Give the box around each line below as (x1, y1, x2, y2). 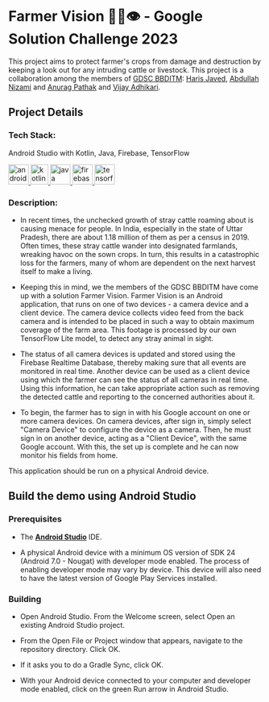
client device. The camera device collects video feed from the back (19, 308, 244, 318)
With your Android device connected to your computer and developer (19, 675, 251, 685)
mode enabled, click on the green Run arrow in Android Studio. (19, 683, 230, 694)
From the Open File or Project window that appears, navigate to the (19, 635, 243, 646)
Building (8, 593, 42, 604)
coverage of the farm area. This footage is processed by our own (19, 325, 237, 334)
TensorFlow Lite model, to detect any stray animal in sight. (19, 333, 214, 343)
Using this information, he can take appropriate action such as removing (19, 383, 260, 393)
